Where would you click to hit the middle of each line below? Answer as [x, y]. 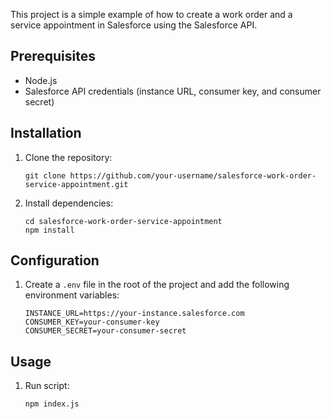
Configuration [55, 260]
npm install [49, 230]
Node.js [41, 80]
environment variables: [72, 295]
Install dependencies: [69, 203]
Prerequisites [53, 56]
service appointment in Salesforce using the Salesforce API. [134, 25]
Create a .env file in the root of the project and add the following [157, 285]
